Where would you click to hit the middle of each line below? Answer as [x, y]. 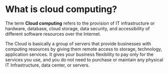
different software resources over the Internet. [53, 34]
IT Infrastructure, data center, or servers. [48, 65]
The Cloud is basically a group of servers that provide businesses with [78, 43]
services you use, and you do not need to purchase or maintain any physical [84, 59]
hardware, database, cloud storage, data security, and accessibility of [77, 28]
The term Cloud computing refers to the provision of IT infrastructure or [80, 23]
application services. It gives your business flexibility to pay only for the [79, 54]
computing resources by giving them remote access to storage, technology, [84, 49]
